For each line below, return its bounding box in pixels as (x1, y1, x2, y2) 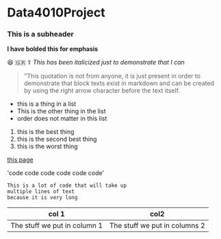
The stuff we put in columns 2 (109, 221, 205, 231)
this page (7, 156, 34, 164)
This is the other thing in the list (16, 107, 106, 115)
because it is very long (7, 194, 78, 201)
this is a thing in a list (16, 100, 77, 108)
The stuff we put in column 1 (10, 221, 103, 231)
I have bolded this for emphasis (7, 45, 99, 53)
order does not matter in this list (16, 115, 107, 123)
